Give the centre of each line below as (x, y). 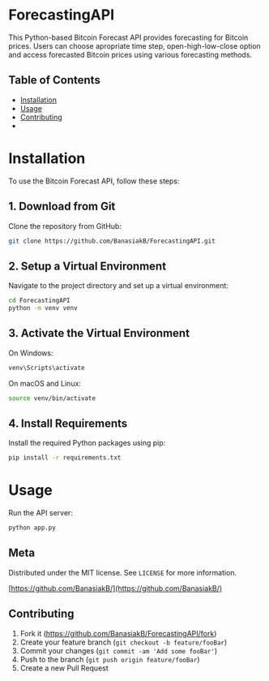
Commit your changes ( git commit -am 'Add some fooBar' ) (119, 650)
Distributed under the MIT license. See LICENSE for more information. (123, 572)
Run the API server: (41, 513)
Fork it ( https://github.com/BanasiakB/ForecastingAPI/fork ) (118, 633)
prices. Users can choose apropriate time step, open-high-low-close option (134, 45)
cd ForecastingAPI (39, 301)
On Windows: (31, 353)
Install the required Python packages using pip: (87, 443)
